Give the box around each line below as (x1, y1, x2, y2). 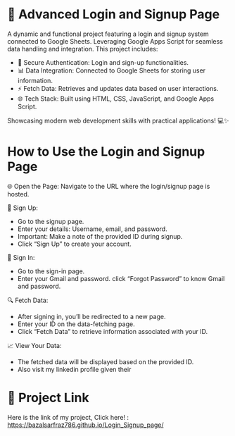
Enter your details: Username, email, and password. (17, 225, 167, 233)
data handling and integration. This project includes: (7, 44, 158, 53)
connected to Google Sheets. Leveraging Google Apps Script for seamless (7, 37, 223, 45)
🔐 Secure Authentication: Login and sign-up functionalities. (17, 58, 189, 66)
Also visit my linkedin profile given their (17, 365, 132, 373)
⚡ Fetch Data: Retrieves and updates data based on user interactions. (17, 84, 219, 92)
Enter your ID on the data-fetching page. (17, 320, 135, 328)
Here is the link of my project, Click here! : (7, 413, 129, 421)
